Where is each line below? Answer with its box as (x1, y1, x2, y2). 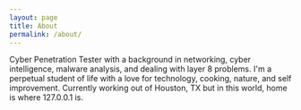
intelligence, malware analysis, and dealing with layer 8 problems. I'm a (9, 63, 272, 74)
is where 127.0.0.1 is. (9, 92, 83, 103)
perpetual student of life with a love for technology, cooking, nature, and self (9, 73, 292, 84)
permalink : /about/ (9, 30, 82, 38)
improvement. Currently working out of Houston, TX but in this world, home (9, 82, 288, 94)
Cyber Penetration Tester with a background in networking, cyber (9, 55, 252, 65)
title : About (9, 21, 58, 30)
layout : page (9, 13, 58, 22)
